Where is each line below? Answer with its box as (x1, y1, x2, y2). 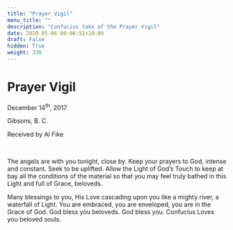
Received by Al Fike (7, 130, 64, 139)
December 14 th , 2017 (7, 102, 67, 112)
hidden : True (7, 43, 45, 49)
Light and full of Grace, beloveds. (7, 179, 103, 188)
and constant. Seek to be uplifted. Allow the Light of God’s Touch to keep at (7, 164, 224, 173)
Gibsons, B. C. (7, 116, 49, 125)
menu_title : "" (7, 17, 51, 24)
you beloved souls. (7, 215, 61, 224)
